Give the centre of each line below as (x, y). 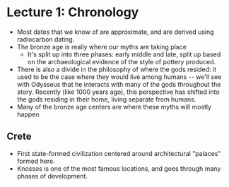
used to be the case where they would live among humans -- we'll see (119, 77)
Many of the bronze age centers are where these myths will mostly (114, 107)
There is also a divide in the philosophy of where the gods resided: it (117, 69)
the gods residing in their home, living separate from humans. (106, 99)
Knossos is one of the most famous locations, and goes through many (119, 168)
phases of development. (52, 176)
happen (28, 114)
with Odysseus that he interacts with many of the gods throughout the (119, 84)
